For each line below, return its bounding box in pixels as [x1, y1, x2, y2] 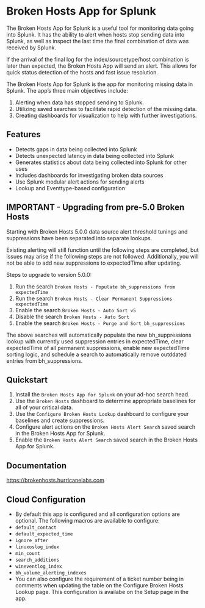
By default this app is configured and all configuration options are [15, 510, 180, 518]
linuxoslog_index [15, 544, 60, 550]
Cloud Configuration [6, 494, 86, 504]
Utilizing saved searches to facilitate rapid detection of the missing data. [15, 105, 197, 112]
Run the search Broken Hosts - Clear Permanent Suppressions [15, 295, 173, 302]
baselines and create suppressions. [15, 417, 105, 424]
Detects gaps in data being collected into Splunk [15, 145, 137, 153]
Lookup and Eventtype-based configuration [15, 184, 126, 191]
